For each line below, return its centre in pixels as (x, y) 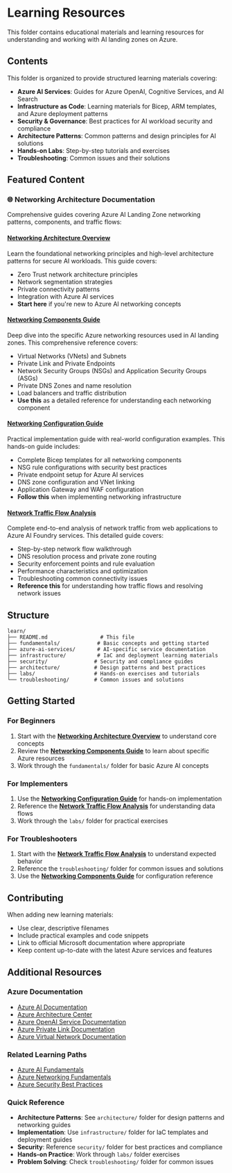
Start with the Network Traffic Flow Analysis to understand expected (117, 854)
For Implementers (37, 783)
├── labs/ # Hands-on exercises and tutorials (103, 674)
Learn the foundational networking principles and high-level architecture (110, 253)
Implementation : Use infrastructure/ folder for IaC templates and (113, 1132)
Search (27, 99)
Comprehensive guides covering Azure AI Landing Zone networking (104, 215)
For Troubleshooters (42, 839)
